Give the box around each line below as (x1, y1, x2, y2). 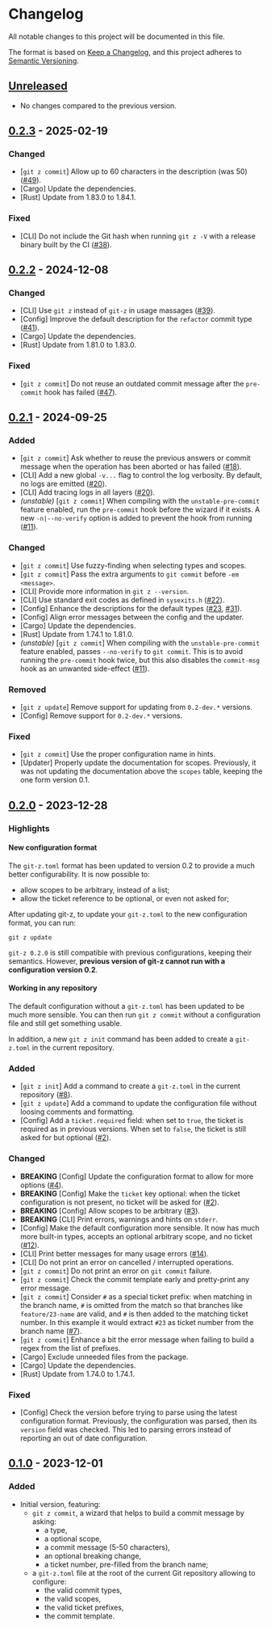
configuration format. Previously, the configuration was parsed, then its (19, 1416, 257, 1425)
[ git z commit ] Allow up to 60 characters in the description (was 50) (19, 167, 248, 176)
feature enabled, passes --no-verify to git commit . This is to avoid (19, 646, 244, 656)
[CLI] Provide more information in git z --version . (19, 586, 190, 596)
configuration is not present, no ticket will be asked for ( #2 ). (19, 1197, 219, 1207)
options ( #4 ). (19, 1180, 64, 1189)
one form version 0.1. (19, 775, 90, 785)
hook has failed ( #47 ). (44, 387, 118, 397)
